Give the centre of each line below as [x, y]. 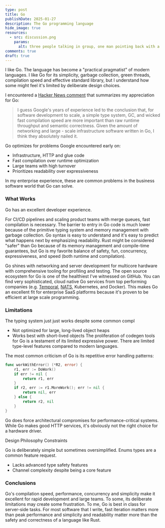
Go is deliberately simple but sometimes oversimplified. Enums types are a [81, 450]
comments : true [21, 51]
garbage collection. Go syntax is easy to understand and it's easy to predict [82, 235]
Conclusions [20, 483]
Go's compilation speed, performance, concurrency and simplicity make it [80, 493]
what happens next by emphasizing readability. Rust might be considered [80, 240]
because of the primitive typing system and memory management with [77, 230]
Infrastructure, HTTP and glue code [48, 155]
